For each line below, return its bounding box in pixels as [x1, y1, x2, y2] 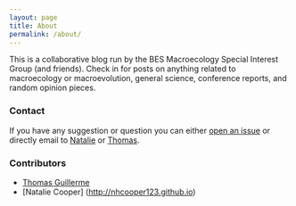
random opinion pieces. [9, 82, 96, 94]
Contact [9, 104, 45, 117]
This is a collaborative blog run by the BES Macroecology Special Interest [9, 54, 279, 65]
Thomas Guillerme [21, 177, 90, 187]
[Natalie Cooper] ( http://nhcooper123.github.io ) [21, 186, 196, 197]
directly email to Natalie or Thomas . [9, 135, 140, 145]
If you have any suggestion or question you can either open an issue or [9, 125, 270, 136]
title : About [9, 21, 58, 30]
